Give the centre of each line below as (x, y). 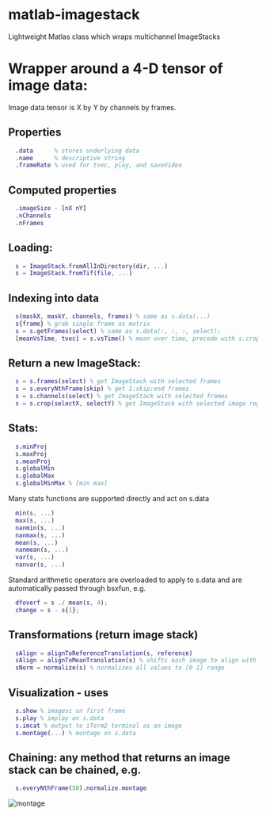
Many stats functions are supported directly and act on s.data (109, 498)
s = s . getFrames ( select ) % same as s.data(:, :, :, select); (118, 331)
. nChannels (33, 216)
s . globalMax (35, 476)
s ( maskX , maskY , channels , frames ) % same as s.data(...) (113, 316)
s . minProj (31, 446)
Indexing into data (54, 298)
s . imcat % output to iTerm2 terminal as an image (99, 726)
